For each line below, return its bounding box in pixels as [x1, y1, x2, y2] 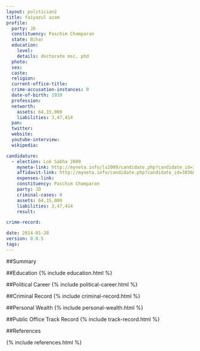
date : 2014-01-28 [6, 230, 49, 236]
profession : [11, 97, 42, 103]
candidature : [6, 153, 39, 159]
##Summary [6, 258, 37, 265]
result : [17, 209, 36, 215]
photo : [11, 59, 28, 65]
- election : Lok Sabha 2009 [11, 158, 82, 164]
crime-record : [6, 219, 42, 225]
